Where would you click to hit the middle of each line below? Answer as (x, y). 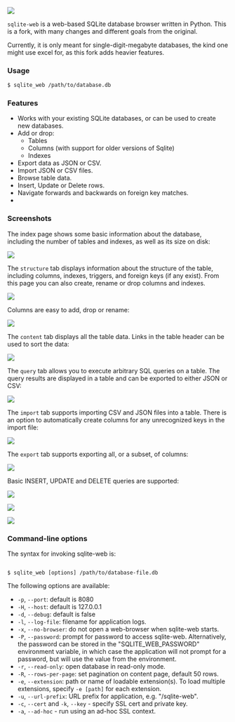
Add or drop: (36, 133)
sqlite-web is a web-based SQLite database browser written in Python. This (117, 24)
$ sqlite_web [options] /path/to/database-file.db (83, 573)
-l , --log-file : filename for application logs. (82, 622)
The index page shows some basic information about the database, (105, 234)
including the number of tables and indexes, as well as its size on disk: (109, 241)
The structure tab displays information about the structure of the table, (110, 268)
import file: (23, 427)
